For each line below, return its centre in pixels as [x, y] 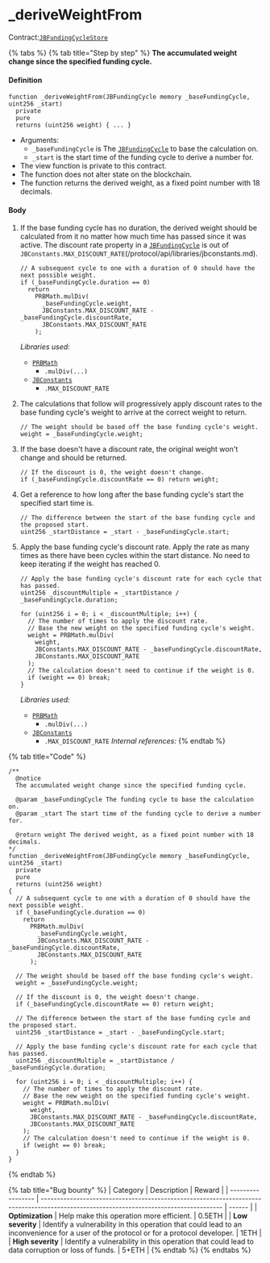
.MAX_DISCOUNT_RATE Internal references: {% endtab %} [135, 741]
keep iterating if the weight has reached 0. [90, 564]
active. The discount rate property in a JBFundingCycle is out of [125, 245]
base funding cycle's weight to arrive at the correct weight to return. [133, 412]
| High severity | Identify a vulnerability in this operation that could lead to [131, 1242]
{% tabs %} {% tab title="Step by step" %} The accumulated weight [123, 52]
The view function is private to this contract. [93, 166]
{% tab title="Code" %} [47, 757]
